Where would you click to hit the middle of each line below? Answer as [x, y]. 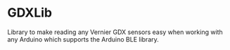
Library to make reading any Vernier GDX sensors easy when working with [115, 32]
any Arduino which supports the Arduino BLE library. [83, 39]
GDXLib [30, 13]
